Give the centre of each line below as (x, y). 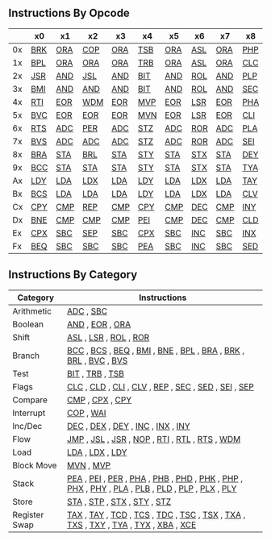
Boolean (28, 324)
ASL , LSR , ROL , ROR (108, 337)
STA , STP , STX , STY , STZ (119, 501)
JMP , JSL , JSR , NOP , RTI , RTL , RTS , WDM (154, 439)
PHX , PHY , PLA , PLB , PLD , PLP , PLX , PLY (152, 489)
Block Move (35, 465)
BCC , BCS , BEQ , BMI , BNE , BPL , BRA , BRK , (156, 350)
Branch (26, 356)
